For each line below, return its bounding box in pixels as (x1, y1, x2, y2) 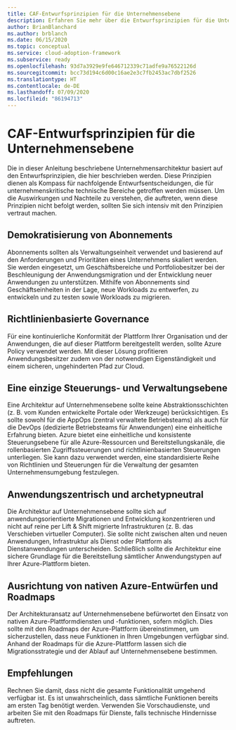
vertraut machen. (7, 208, 58, 217)
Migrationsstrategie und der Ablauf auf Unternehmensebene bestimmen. (7, 647, 218, 655)
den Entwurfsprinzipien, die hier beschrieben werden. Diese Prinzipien (7, 171, 212, 180)
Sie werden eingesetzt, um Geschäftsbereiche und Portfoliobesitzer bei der (7, 263, 225, 271)
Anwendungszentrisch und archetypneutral (7, 489, 204, 501)
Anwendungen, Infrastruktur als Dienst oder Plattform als (7, 537, 172, 546)
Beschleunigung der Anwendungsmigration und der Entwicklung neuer (7, 270, 213, 279)
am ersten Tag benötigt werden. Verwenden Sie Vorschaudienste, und (7, 701, 211, 710)
